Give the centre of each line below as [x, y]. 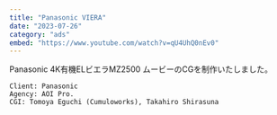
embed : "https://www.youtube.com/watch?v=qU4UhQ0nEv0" [114, 43]
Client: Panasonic [44, 86]
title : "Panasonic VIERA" [58, 18]
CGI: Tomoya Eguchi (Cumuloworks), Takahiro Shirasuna [114, 102]
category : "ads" [40, 34]
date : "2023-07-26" [46, 26]
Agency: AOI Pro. [42, 94]
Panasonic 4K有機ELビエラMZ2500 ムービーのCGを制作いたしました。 [141, 69]
